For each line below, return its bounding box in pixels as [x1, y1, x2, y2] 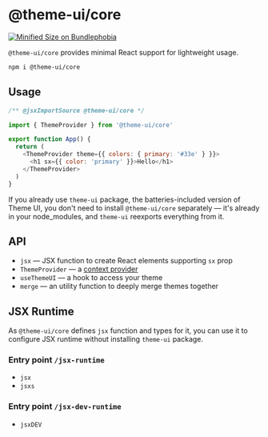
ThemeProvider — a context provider [19, 264, 138, 274]
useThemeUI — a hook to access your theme [19, 273, 163, 283]
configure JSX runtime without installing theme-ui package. [8, 335, 204, 344]
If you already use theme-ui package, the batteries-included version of [8, 194, 241, 204]
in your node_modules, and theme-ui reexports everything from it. [8, 211, 225, 221]
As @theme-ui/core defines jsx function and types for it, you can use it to [8, 326, 248, 335]
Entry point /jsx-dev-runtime [8, 401, 122, 412]
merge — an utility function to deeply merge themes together [19, 282, 218, 291]
